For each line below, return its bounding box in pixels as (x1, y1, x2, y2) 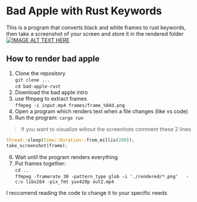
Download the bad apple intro (14, 88, 88, 96)
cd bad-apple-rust (14, 83, 61, 89)
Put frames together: (14, 160, 66, 167)
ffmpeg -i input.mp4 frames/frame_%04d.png (14, 102, 125, 108)
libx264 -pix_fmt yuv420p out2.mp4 (26, 179, 115, 185)
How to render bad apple (6, 54, 100, 64)
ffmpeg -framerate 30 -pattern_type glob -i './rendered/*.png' (14, 173, 178, 179)
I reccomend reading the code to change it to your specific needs (6, 189, 168, 196)
